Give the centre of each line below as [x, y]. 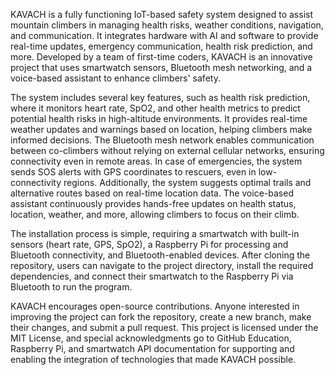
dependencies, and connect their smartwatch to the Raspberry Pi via [152, 276]
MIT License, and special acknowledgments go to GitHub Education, [151, 338]
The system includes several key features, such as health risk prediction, [160, 97]
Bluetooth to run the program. [71, 287]
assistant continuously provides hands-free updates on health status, [153, 203]
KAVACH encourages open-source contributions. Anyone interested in [155, 306]
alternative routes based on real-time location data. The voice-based [152, 193]
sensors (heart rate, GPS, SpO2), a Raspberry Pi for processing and [149, 244]
